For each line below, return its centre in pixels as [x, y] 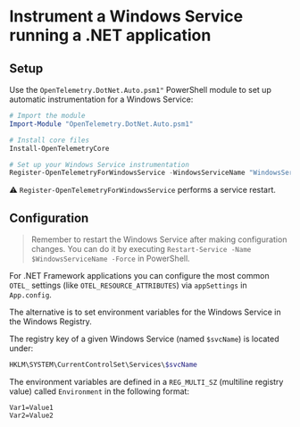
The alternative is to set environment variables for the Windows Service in [145, 312]
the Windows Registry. [50, 322]
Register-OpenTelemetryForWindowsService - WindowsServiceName [127, 173]
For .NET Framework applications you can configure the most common [139, 276]
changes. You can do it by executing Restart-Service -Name [141, 249]
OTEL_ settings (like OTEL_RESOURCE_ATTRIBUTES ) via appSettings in [128, 285]
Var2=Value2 [31, 415]
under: [21, 348]
